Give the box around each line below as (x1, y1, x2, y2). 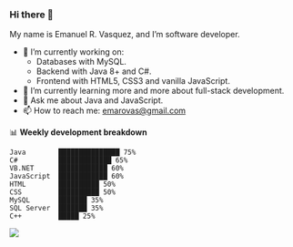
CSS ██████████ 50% (9, 188, 116, 197)
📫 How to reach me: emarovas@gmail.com (22, 105, 187, 117)
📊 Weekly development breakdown (9, 127, 147, 138)
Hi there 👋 (9, 8, 55, 21)
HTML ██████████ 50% (9, 180, 116, 190)
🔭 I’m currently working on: (22, 46, 125, 57)
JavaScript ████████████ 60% (9, 172, 125, 181)
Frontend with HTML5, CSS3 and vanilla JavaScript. (35, 76, 230, 87)
